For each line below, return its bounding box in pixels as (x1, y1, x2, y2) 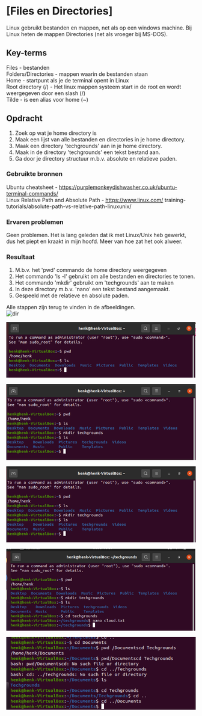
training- (164, 196, 186, 203)
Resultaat (6, 253, 35, 261)
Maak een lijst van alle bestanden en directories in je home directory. (14, 135, 186, 143)
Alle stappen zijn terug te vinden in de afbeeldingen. (6, 304, 136, 311)
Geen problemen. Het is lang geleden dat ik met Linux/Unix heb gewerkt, (6, 232, 186, 239)
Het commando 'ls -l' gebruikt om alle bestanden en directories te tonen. (14, 273, 195, 280)
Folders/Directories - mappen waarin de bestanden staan (6, 70, 148, 78)
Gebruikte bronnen (6, 170, 63, 178)
